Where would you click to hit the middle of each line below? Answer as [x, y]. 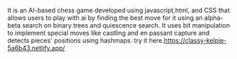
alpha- [214, 18]
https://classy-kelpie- [195, 41]
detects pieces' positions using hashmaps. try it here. [86, 41]
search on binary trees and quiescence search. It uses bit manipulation [126, 25]
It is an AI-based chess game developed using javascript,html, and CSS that [118, 10]
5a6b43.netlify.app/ [36, 48]
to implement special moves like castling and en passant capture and [109, 33]
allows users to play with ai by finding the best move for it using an [105, 18]
